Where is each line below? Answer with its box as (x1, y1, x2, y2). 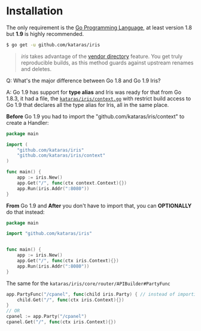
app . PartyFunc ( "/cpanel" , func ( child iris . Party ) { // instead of (6, 291, 175, 297)
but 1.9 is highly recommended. (6, 30, 84, 37)
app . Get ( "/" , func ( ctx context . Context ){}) (17, 180, 127, 186)
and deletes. (20, 65, 52, 72)
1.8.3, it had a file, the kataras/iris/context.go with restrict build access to (6, 94, 191, 102)
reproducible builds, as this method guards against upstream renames (20, 59, 194, 66)
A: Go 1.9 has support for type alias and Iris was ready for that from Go (6, 88, 181, 96)
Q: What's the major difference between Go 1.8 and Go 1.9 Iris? (6, 76, 161, 84)
